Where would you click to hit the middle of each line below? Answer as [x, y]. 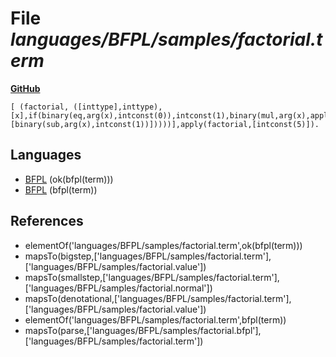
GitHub [25, 88]
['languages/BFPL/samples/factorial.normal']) [118, 288]
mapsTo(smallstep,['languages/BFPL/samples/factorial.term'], [152, 277]
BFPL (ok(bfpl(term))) [69, 179]
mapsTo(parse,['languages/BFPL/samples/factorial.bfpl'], [143, 330]
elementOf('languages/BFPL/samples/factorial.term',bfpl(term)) [155, 319]
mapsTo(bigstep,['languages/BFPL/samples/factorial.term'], [148, 256]
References [47, 221]
